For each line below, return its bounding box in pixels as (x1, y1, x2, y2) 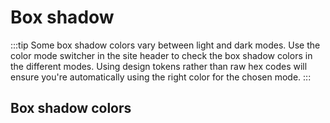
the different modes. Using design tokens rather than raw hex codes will (10, 60, 308, 72)
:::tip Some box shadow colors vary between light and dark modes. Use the (10, 39, 321, 51)
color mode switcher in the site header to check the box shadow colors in (10, 49, 313, 61)
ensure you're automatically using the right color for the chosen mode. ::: (10, 71, 312, 83)
